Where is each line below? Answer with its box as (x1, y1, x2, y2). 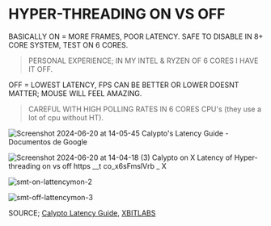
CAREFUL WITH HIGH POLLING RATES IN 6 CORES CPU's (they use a (28, 104, 261, 114)
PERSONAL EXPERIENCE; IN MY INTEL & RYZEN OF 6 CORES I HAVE (28, 56, 259, 65)
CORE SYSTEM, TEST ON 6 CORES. (8, 40, 129, 49)
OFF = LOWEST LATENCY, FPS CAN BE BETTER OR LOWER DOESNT (8, 80, 239, 90)
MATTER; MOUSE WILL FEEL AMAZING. (8, 88, 142, 98)
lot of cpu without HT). (28, 112, 104, 122)
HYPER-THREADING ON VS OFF (8, 5, 226, 23)
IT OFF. (28, 64, 53, 73)
